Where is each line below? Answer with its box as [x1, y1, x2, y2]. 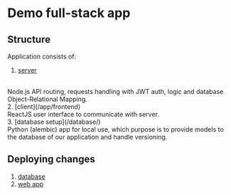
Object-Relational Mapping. [7, 95, 87, 103]
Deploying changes [7, 153, 95, 165]
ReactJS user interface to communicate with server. [7, 110, 160, 118]
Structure [7, 33, 51, 46]
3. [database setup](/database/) [7, 117, 101, 126]
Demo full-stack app [7, 5, 131, 21]
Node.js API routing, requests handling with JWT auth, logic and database [7, 88, 224, 95]
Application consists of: [7, 52, 77, 60]
